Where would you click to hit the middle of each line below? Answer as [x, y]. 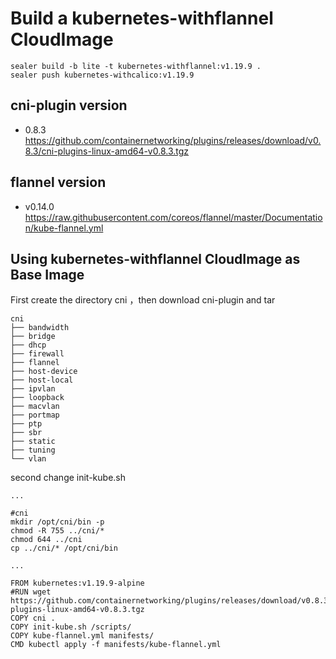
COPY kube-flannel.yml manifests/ [82, 636]
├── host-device [44, 372]
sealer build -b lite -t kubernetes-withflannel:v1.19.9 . [136, 66]
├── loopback [37, 398]
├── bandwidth [40, 328]
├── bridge [33, 337]
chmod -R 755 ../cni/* [57, 531]
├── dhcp [28, 345]
